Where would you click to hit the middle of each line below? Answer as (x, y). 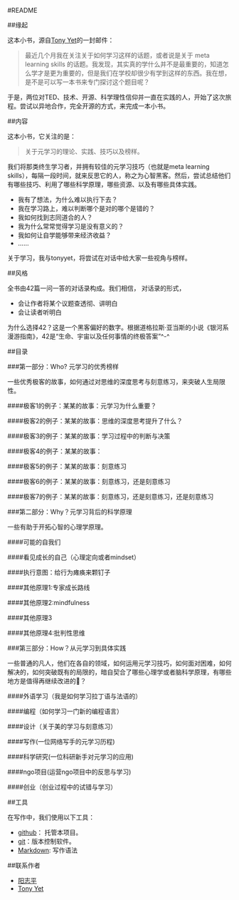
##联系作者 (24, 865)
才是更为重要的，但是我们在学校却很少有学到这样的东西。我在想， (134, 73)
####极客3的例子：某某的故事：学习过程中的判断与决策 (89, 436)
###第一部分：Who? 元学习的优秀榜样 (63, 367)
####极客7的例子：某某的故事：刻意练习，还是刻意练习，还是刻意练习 (111, 497)
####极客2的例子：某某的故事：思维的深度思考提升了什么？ (95, 421)
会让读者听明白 (39, 312)
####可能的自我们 (34, 542)
